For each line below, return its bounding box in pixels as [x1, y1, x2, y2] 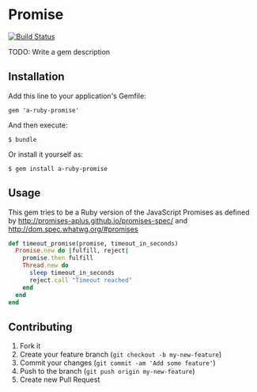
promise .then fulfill [22, 254, 93, 262]
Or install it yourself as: [8, 149, 83, 159]
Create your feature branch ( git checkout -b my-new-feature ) [19, 350, 222, 360]
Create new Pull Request [19, 375, 100, 385]
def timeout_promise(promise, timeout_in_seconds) [8, 239, 179, 247]
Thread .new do [22, 261, 69, 270]
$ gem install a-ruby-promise [8, 165, 108, 173]
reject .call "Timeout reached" [28, 276, 133, 284]
